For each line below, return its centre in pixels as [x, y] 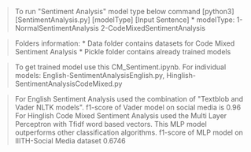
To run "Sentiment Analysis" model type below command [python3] [124, 11]
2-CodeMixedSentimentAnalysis [153, 28]
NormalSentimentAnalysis [57, 28]
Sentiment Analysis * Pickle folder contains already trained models [123, 52]
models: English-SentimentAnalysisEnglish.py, [90, 75]
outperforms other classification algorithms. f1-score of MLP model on [129, 132]
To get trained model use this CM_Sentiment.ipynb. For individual [120, 67]
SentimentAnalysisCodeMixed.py [68, 83]
